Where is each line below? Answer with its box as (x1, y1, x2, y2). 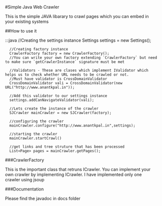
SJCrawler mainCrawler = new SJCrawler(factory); (9, 111, 112, 115)
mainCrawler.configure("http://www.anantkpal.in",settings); (9, 123, 136, 128)
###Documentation (5, 186, 44, 192)
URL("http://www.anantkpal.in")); (5, 85, 75, 90)
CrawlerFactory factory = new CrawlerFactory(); (9, 51, 110, 56)
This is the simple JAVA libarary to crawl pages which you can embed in (5, 14, 149, 19)
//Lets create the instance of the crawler (9, 106, 98, 111)
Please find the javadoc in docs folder (5, 196, 81, 201)
